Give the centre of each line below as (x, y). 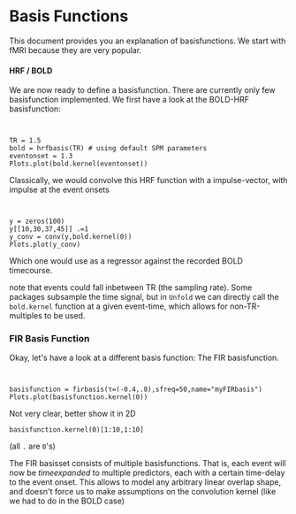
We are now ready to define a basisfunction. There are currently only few (142, 90)
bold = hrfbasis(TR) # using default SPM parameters (108, 149)
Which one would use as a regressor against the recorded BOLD (126, 261)
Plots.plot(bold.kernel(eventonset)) (79, 164)
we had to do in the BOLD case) (67, 501)
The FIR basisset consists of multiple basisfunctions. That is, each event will (148, 464)
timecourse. (31, 271)
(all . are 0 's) (32, 446)
